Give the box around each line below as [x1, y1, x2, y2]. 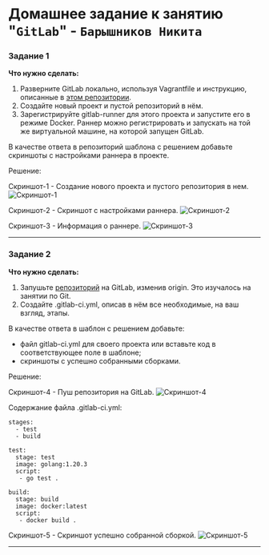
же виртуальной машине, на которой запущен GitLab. [19, 127, 204, 136]
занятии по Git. [19, 291, 71, 300]
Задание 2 [8, 249, 51, 260]
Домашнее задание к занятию [8, 5, 224, 23]
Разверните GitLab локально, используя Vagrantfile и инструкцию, [19, 84, 247, 94]
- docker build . [18, 516, 78, 525]
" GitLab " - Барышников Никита [8, 22, 203, 40]
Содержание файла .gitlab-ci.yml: [8, 402, 122, 412]
